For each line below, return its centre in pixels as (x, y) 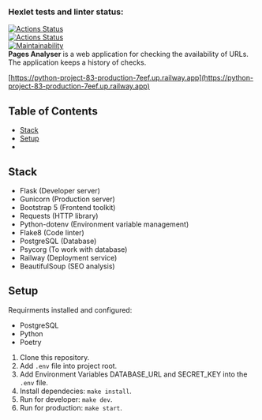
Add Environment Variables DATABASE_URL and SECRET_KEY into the (133, 374)
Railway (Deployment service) (68, 257)
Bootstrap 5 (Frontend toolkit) (67, 207)
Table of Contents (53, 111)
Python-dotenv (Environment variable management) (104, 224)
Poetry (30, 342)
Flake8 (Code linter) (52, 232)
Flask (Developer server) (60, 190)
